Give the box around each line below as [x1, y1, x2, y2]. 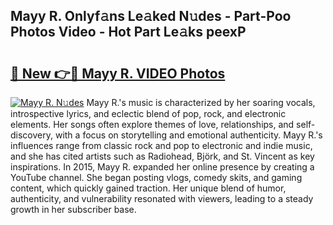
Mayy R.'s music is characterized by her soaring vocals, [86, 97, 316, 108]
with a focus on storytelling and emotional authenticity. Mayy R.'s [54, 129, 323, 141]
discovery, [10, 129, 54, 141]
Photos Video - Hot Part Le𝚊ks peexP [10, 24, 247, 41]
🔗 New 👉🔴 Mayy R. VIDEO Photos [10, 65, 226, 82]
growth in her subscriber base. [10, 204, 137, 215]
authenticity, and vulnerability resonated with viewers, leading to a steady [10, 193, 314, 204]
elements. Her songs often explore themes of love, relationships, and [10, 119, 295, 130]
